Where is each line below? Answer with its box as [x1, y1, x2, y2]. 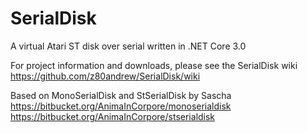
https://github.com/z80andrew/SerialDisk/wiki [10, 70, 201, 82]
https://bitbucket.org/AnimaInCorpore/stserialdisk [10, 110, 216, 122]
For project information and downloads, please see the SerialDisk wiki [10, 59, 298, 71]
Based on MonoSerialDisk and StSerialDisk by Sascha [10, 89, 232, 101]
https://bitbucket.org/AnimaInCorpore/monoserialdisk [10, 100, 232, 112]
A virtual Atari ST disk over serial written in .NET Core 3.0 [10, 40, 247, 52]
